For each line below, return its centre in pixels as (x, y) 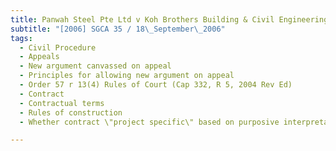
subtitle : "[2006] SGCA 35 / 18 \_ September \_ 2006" (118, 29)
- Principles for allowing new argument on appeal (127, 76)
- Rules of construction (71, 112)
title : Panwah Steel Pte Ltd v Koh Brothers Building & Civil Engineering (169, 19)
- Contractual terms (62, 103)
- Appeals (39, 57)
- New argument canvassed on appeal (95, 66)
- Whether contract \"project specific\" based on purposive (149, 122)
